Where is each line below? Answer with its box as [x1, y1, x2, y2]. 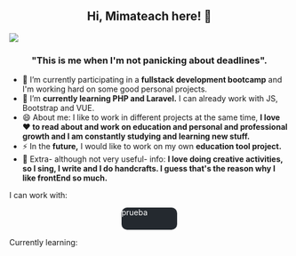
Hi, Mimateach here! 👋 [86, 9, 212, 24]
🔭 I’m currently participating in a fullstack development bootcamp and [21, 75, 283, 85]
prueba [121, 207, 148, 218]
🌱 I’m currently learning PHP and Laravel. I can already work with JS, [21, 93, 278, 104]
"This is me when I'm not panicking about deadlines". [31, 54, 268, 67]
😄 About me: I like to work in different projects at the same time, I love [21, 112, 281, 123]
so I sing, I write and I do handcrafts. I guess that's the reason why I [21, 164, 276, 174]
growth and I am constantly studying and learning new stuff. [21, 131, 251, 142]
